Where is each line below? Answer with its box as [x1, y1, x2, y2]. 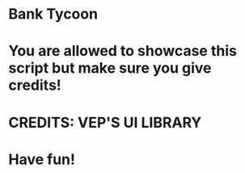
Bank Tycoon [8, 5, 99, 23]
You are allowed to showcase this [8, 42, 237, 61]
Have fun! [8, 150, 75, 168]
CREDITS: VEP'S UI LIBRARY [8, 113, 202, 132]
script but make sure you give [8, 59, 212, 78]
